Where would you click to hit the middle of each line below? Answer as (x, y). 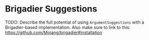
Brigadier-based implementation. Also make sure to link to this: (68, 27)
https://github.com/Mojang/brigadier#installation (54, 32)
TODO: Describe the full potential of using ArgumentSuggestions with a (75, 22)
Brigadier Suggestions (51, 9)
